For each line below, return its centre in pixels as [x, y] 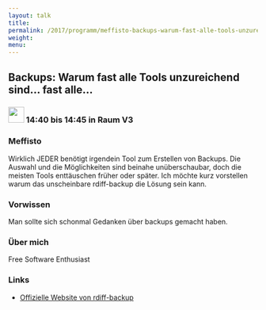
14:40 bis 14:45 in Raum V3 [80, 120]
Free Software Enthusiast [49, 259]
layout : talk [30, 15]
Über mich [28, 242]
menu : [17, 45]
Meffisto [25, 141]
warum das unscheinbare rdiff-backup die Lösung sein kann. [108, 184]
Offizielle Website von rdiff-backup [77, 297]
